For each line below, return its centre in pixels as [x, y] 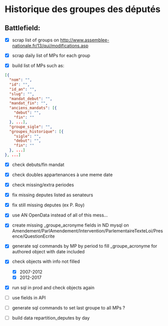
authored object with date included [48, 252]
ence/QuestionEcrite [33, 236]
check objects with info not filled [46, 261]
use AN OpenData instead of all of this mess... [60, 215]
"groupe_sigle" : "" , [31, 127]
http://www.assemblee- [85, 40]
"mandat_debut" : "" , [31, 99]
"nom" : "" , [21, 80]
